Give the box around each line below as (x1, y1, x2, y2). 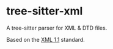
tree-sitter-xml (6, 4, 83, 18)
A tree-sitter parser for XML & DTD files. (6, 24, 108, 31)
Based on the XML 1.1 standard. (6, 36, 86, 43)
